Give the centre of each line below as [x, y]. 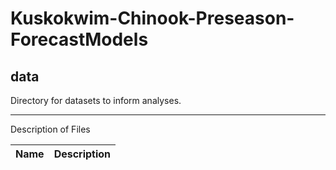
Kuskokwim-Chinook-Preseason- [152, 18]
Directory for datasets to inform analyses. [96, 100]
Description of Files [50, 129]
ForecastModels [79, 39]
